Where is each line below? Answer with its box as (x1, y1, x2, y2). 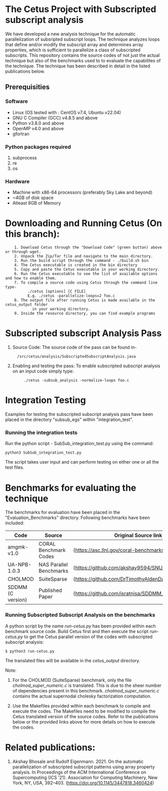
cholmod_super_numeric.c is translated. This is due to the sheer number (12, 682, 161, 688)
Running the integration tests (5, 429, 77, 436)
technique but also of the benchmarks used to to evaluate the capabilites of (5, 57, 161, 63)
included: (5, 520, 24, 526)
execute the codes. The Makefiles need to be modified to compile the (12, 708, 156, 714)
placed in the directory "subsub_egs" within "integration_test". (5, 416, 133, 423)
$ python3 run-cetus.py (5, 649, 55, 654)
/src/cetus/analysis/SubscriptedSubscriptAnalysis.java (17, 354, 136, 359)
